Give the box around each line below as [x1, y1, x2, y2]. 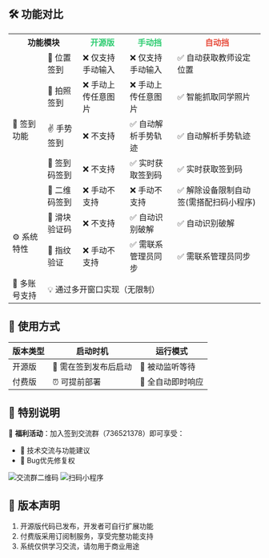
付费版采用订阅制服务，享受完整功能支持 [19, 532, 154, 541]
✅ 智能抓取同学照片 [177, 91, 251, 102]
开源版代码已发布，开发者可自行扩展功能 [19, 521, 154, 532]
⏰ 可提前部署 [52, 376, 102, 387]
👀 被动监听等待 [139, 360, 196, 372]
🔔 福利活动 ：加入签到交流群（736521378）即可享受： [8, 429, 185, 438]
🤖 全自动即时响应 [139, 376, 204, 387]
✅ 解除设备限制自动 [177, 184, 251, 195]
